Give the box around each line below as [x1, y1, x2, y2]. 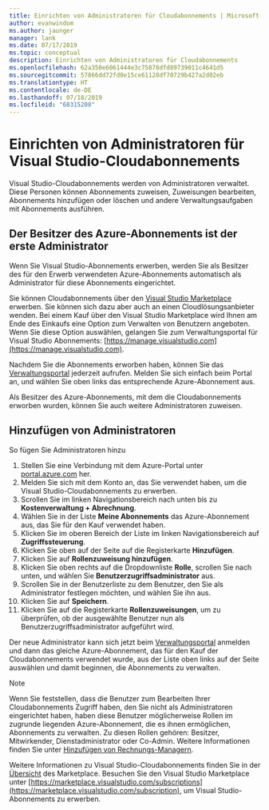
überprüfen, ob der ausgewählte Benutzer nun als [20, 613, 184, 623]
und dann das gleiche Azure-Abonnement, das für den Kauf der [9, 645, 219, 655]
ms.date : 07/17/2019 [9, 42, 78, 50]
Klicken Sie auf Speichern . [20, 596, 109, 606]
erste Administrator [9, 240, 109, 253]
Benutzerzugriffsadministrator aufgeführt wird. [20, 621, 175, 631]
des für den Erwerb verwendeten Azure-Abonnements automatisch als [9, 269, 242, 279]
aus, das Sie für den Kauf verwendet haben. [20, 520, 166, 530]
